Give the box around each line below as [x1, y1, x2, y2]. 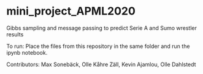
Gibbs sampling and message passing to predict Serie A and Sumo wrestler [6, 24, 197, 32]
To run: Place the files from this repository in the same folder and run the [6, 42, 190, 50]
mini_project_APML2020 [6, 4, 136, 18]
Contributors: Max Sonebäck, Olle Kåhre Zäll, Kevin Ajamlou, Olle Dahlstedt [6, 61, 196, 68]
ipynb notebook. [6, 49, 48, 56]
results [6, 30, 24, 38]
